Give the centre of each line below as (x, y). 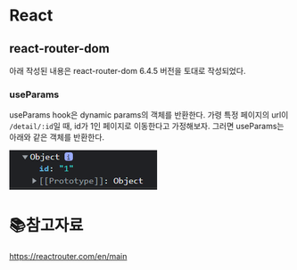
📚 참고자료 (46, 226)
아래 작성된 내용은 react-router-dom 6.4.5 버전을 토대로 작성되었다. (128, 71)
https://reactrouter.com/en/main (68, 257)
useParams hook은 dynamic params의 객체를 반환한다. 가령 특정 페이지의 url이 (149, 115)
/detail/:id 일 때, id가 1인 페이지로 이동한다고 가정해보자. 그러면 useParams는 (147, 127)
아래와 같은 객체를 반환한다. (57, 137)
